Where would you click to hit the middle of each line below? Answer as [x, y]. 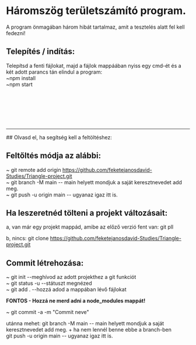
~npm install [21, 78]
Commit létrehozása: [45, 263]
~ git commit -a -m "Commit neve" [48, 312]
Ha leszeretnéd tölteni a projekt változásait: [87, 213]
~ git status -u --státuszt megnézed [49, 283]
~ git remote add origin [34, 170]
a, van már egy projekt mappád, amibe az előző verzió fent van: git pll [90, 227]
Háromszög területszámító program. [96, 11]
